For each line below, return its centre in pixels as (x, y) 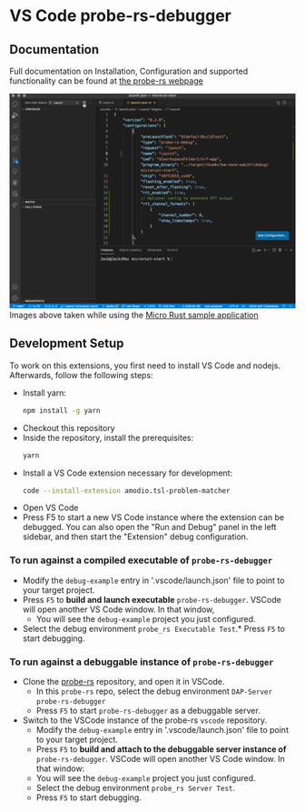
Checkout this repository (69, 427)
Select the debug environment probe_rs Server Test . (136, 788)
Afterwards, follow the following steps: (81, 375)
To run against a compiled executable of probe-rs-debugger (141, 560)
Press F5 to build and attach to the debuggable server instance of (161, 749)
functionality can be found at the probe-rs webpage (107, 81)
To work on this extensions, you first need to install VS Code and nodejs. (145, 366)
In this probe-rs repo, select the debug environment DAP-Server (154, 691)
